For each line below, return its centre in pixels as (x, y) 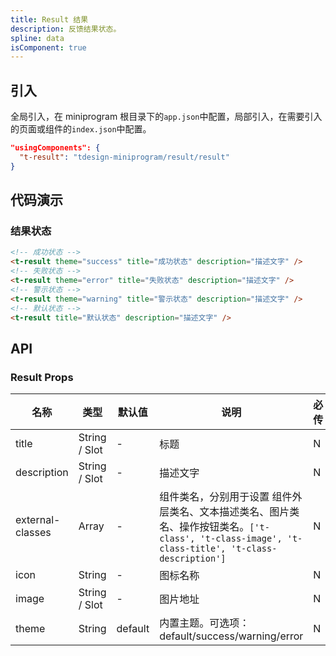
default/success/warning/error (231, 636)
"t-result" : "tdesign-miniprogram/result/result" (124, 157)
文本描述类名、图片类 (249, 512)
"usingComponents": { (55, 148)
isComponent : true (48, 47)
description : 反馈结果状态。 (66, 29)
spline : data (37, 38)
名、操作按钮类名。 (204, 527)
